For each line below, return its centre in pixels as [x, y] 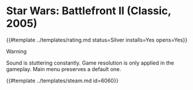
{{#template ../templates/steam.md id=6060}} [62, 81]
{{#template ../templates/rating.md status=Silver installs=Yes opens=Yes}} [97, 40]
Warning [16, 51]
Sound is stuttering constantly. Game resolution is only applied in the [90, 63]
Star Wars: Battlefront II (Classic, [88, 11]
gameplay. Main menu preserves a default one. [64, 69]
